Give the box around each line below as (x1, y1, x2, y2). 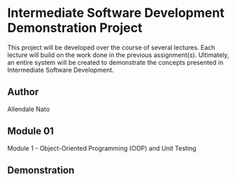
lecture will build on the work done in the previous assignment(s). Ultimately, (7, 51, 230, 59)
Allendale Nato (7, 104, 51, 113)
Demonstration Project (7, 20, 143, 36)
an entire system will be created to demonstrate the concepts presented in (7, 58, 224, 66)
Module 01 (7, 125, 54, 137)
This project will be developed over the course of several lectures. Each (7, 43, 216, 51)
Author (7, 86, 39, 98)
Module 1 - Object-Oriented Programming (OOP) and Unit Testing (7, 144, 197, 152)
